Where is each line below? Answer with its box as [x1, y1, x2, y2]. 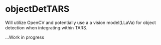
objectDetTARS [5, 3, 70, 15]
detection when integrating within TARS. [5, 24, 88, 30]
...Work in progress [5, 34, 44, 40]
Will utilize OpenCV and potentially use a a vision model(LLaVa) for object [5, 20, 156, 25]
